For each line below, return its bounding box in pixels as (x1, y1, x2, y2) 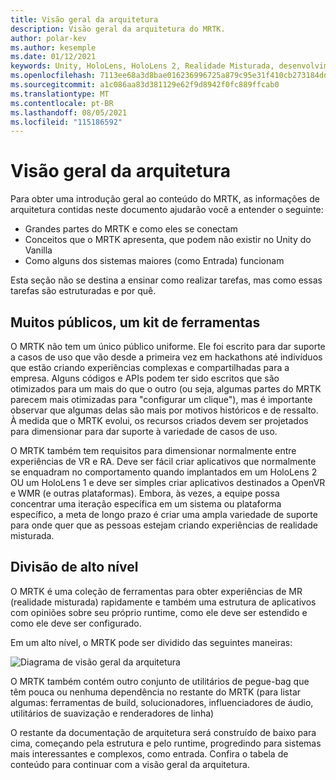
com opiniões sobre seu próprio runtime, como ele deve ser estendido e (10, 606, 308, 618)
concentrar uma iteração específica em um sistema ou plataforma (10, 498, 282, 510)
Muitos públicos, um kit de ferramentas (10, 314, 261, 331)
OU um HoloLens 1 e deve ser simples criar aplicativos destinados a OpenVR (10, 477, 326, 488)
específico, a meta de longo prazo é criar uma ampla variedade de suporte (10, 509, 318, 520)
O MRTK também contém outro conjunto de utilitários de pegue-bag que (10, 675, 310, 687)
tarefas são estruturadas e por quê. (10, 285, 157, 297)
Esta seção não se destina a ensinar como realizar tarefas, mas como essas (10, 274, 323, 286)
